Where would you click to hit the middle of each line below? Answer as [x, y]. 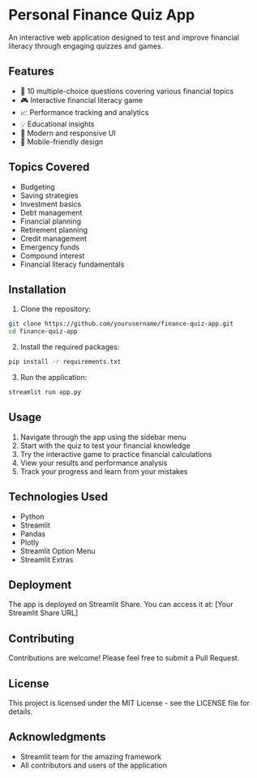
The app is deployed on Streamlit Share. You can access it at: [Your [121, 605]
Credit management [53, 238]
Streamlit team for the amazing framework [91, 756]
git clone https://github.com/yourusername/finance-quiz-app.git [121, 324]
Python [32, 516]
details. [21, 712]
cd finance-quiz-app [43, 331]
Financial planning [51, 221]
